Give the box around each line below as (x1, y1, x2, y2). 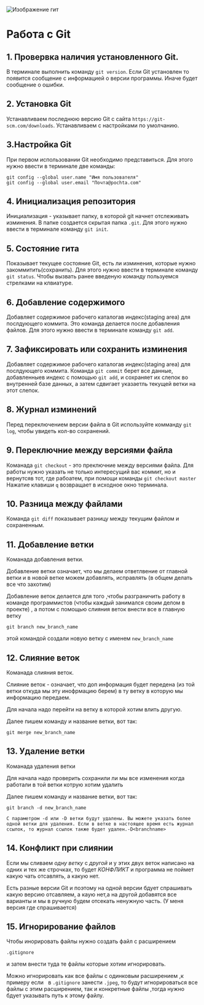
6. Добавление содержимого (6, 297, 125, 307)
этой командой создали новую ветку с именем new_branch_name (6, 635, 174, 642)
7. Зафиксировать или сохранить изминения (6, 344, 187, 354)
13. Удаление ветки (6, 746, 85, 757)
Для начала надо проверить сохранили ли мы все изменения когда (6, 774, 185, 781)
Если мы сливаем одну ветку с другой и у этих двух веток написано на (6, 859, 195, 866)
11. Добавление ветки (6, 539, 94, 550)
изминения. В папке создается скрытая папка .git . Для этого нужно (6, 219, 187, 227)
